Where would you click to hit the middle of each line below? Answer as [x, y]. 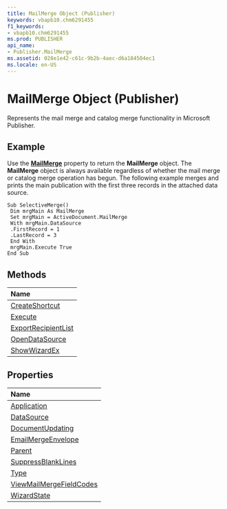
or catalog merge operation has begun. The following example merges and [113, 178]
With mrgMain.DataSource [45, 224]
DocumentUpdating [42, 428]
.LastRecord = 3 [33, 236]
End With [23, 242]
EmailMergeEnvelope [45, 439]
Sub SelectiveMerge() [38, 205]
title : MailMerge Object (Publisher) [61, 13]
